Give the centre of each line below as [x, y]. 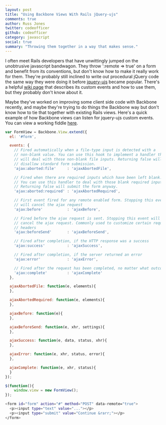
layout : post [19, 10]
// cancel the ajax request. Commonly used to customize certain [83, 223]
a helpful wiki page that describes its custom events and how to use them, [81, 87]
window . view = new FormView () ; [46, 390]
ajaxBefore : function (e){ [36, 313]
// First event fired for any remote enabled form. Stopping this [84, 200]
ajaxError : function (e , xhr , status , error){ [57, 354]
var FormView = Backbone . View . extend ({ [46, 132]
